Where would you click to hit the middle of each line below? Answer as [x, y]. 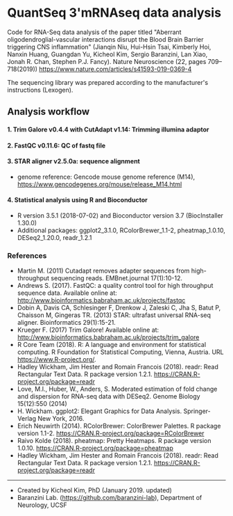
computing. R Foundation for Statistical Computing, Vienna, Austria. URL [120, 352]
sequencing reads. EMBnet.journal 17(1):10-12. [116, 278]
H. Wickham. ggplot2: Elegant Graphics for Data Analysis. [100, 411]
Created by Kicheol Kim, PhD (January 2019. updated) [94, 490]
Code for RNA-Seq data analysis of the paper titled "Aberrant [94, 32]
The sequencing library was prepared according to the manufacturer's [108, 82]
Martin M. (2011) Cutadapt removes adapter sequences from [103, 271]
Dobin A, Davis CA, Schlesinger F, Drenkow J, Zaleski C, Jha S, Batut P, [119, 308]
